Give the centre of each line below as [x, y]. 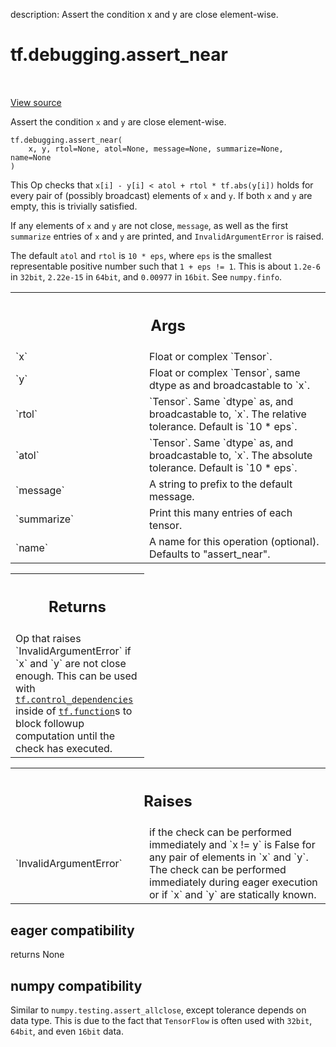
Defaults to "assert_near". [210, 554]
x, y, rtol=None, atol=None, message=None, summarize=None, [156, 149]
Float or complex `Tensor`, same [225, 373]
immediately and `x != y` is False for [232, 845]
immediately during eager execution [233, 882]
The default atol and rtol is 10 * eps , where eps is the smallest [141, 255]
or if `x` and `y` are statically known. [233, 895]
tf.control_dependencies [74, 699]
